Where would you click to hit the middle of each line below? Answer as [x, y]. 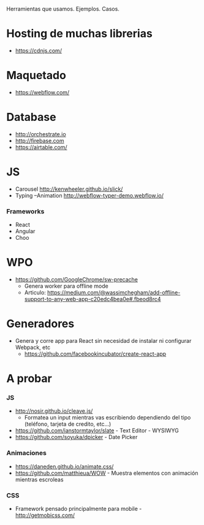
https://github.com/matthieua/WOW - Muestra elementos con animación [107, 473]
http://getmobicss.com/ [45, 515]
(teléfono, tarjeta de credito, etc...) [68, 424]
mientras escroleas [39, 479]
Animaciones [27, 453]
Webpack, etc [33, 347]
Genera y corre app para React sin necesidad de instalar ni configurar [103, 340]
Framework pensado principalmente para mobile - [78, 509]
